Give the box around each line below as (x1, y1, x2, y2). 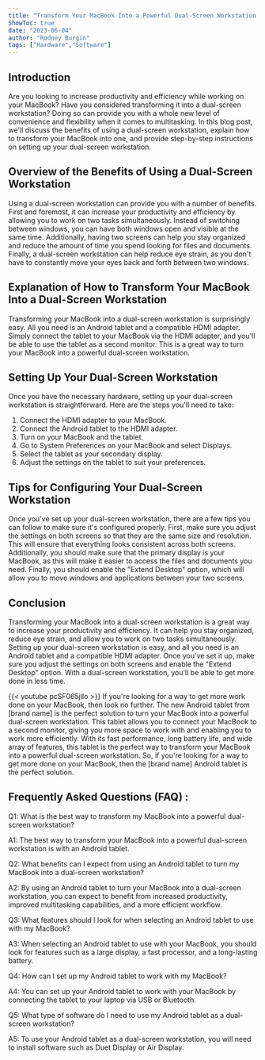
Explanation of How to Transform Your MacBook (8, 281, 251, 294)
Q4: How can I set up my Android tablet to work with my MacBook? (8, 971, 227, 981)
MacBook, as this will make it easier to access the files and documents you (8, 556, 252, 566)
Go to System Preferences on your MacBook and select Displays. (19, 441, 233, 451)
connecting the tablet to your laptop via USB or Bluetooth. (8, 995, 196, 1004)
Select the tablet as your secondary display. (19, 449, 163, 459)
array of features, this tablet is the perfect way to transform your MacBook (8, 743, 251, 751)
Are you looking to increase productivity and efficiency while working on (8, 91, 244, 101)
